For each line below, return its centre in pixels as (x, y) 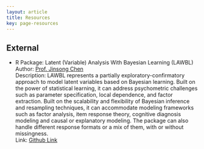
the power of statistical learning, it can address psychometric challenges (106, 88)
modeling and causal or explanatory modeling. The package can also (102, 121)
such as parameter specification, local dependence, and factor (94, 95)
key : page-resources (33, 23)
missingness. (32, 134)
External (23, 48)
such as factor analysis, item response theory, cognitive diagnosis (98, 114)
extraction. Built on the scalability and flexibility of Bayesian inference (102, 102)
